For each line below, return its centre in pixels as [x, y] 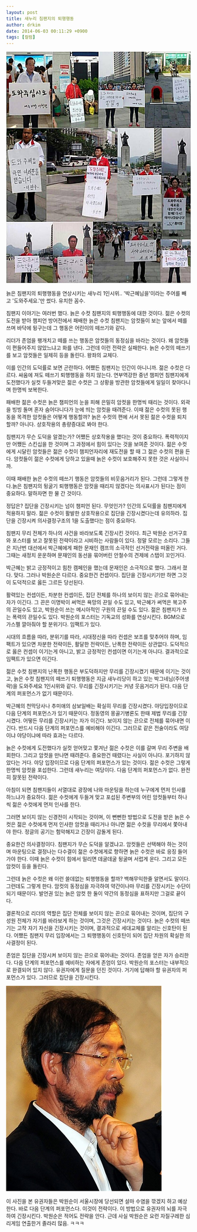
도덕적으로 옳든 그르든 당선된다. [48, 582]
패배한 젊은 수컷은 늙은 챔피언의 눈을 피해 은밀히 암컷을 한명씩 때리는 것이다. [93, 402]
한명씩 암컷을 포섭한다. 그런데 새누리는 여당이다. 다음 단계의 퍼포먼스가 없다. [93, 770]
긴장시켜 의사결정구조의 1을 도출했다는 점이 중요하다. [77, 521]
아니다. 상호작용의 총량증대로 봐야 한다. [64, 424]
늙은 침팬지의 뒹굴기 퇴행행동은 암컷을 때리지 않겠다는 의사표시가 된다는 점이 [99, 486]
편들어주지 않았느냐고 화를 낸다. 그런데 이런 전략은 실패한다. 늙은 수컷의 [93, 348]
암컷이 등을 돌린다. [27, 866]
